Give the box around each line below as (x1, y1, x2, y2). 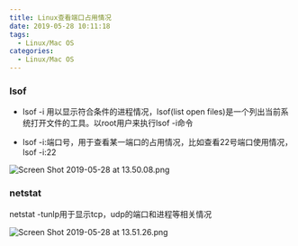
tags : (9, 30, 30, 39)
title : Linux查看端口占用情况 (9, 13, 113, 23)
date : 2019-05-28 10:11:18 (9, 22, 111, 31)
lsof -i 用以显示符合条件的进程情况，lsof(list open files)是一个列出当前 (22, 106, 281, 117)
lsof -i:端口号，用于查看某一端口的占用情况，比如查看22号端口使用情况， (22, 137, 293, 148)
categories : (9, 47, 54, 56)
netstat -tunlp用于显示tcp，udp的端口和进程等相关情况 (9, 208, 212, 219)
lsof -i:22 (22, 147, 57, 158)
